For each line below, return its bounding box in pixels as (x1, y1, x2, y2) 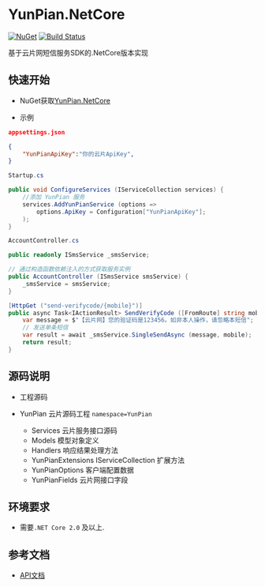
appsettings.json (8, 128, 65, 136)
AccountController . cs (8, 237, 80, 245)
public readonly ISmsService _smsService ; (8, 251, 150, 259)
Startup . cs (8, 171, 44, 179)
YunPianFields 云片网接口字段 (31, 475, 129, 484)
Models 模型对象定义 (31, 435, 100, 445)
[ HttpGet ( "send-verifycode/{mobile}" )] (8, 302, 144, 310)
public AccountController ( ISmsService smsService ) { (8, 273, 189, 280)
